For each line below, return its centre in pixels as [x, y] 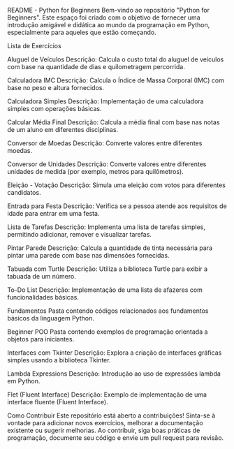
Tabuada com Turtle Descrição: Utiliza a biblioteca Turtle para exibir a [108, 269]
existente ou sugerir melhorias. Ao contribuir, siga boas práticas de [104, 430]
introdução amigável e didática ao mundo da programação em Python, [109, 25]
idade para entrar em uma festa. [53, 213]
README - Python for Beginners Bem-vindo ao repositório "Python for [109, 10]
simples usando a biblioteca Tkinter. [59, 360]
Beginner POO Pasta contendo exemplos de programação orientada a [108, 332]
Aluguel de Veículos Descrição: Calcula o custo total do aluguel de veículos [116, 59]
